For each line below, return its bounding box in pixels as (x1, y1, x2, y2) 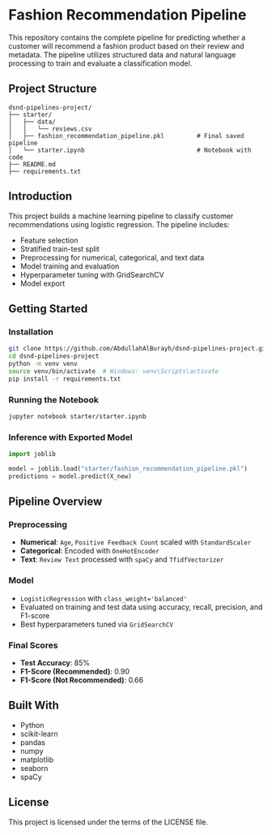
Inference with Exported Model (8, 432, 133, 443)
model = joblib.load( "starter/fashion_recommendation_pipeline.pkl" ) (8, 464, 249, 472)
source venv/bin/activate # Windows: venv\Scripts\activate (8, 367, 219, 375)
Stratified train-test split (19, 243, 100, 253)
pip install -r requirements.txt (8, 375, 121, 383)
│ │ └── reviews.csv (8, 124, 92, 133)
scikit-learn (19, 729, 58, 738)
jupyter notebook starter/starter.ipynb (8, 412, 147, 420)
